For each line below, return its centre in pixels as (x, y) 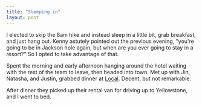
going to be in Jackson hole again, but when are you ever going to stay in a (100, 47)
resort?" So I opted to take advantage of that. (63, 54)
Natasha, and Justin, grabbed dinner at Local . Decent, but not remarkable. (99, 78)
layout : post (23, 17)
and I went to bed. (29, 97)
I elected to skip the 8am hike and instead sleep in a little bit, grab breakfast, (101, 34)
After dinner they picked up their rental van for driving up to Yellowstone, (97, 90)
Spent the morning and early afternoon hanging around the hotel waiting (96, 65)
